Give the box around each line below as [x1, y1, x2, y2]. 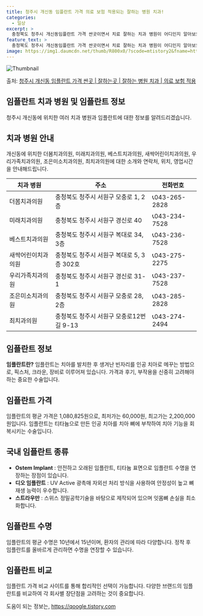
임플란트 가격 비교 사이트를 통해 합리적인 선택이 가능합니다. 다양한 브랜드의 [6, 582, 182, 589]
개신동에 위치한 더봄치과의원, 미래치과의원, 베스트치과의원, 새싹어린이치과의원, [6, 150, 190, 158]
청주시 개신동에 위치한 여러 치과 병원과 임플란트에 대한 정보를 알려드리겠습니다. [6, 114, 192, 121]
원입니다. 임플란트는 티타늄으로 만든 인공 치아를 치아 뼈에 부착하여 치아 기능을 [6, 420, 188, 427]
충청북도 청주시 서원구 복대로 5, [55, 251, 140, 260]
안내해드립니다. [12, 165, 49, 173]
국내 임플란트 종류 [6, 447, 69, 457]
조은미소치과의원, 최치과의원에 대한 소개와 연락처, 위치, [43, 158, 173, 165]
